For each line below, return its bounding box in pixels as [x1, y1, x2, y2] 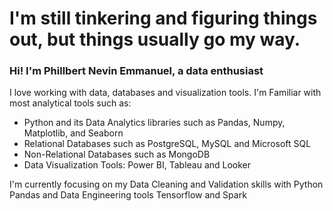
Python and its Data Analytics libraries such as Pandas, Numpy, [23, 117, 286, 129]
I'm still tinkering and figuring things [9, 7, 318, 30]
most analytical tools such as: [9, 97, 132, 109]
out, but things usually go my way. [9, 28, 301, 51]
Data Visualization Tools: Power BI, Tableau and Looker [23, 159, 252, 171]
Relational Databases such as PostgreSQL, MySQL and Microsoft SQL [23, 138, 312, 150]
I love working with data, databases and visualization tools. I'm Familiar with [9, 87, 322, 99]
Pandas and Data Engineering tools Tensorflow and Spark [9, 189, 247, 201]
